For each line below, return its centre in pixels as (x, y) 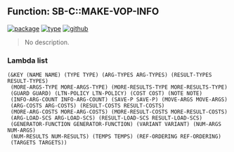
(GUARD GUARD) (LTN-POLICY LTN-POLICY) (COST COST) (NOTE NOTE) (106, 94)
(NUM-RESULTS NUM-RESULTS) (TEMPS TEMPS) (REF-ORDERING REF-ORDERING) (116, 137)
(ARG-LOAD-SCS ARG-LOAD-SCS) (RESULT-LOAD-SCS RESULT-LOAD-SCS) (106, 118)
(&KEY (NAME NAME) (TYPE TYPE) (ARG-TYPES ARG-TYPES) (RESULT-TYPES (110, 75)
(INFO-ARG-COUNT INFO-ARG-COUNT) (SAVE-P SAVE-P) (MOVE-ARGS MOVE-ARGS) (119, 100)
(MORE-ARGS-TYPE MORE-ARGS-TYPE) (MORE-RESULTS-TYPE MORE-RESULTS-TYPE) (119, 87)
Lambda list (27, 61)
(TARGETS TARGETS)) (39, 143)
